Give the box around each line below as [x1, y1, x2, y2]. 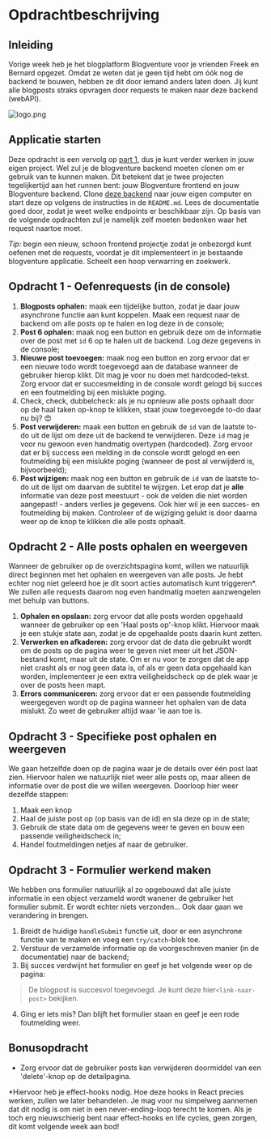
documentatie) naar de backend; [19, 952, 129, 962]
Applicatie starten [8, 133, 101, 147]
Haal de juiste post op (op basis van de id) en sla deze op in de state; [19, 814, 251, 824]
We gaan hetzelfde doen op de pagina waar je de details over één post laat [8, 764, 258, 774]
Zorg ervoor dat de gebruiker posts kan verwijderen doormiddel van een [19, 1063, 261, 1073]
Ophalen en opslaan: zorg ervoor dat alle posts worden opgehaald [19, 612, 243, 621]
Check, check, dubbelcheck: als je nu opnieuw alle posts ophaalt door [19, 395, 255, 406]
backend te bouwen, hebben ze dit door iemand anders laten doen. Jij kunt [8, 77, 259, 86]
